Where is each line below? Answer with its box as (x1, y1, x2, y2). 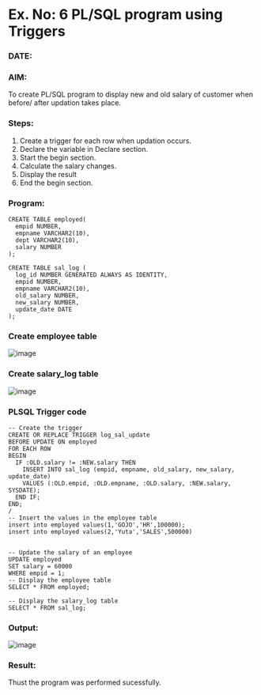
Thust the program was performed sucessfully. (8, 678, 162, 687)
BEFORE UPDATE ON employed (8, 437, 97, 446)
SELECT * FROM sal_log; (8, 603, 87, 612)
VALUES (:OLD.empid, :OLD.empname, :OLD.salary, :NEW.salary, (22, 479, 232, 487)
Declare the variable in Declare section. (19, 144, 149, 153)
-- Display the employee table (8, 576, 112, 584)
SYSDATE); (8, 486, 41, 494)
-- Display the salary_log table (8, 597, 119, 605)
